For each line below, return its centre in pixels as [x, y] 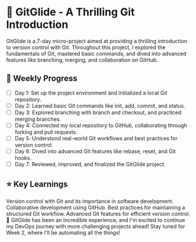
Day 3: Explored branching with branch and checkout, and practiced [98, 112]
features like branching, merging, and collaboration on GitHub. [82, 60]
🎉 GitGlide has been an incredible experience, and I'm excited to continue [96, 220]
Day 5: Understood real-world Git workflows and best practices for [96, 138]
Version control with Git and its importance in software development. [90, 201]
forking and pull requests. [46, 132]
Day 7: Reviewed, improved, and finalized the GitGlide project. [90, 164]
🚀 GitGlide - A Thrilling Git [70, 12]
